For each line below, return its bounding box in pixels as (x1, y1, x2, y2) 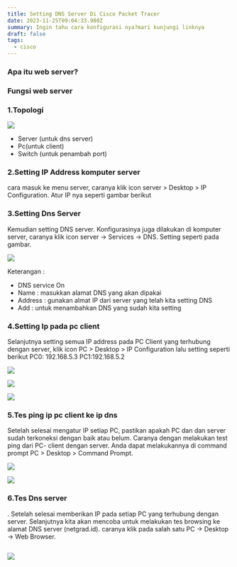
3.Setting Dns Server (7, 209, 82, 219)
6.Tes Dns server (7, 493, 67, 503)
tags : (7, 37, 23, 44)
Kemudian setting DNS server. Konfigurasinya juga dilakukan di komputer (7, 225, 221, 233)
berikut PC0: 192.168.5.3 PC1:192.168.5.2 (7, 352, 126, 361)
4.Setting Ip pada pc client (7, 321, 100, 331)
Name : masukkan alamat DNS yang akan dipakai (17, 288, 162, 297)
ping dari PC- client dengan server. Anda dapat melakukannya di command (7, 441, 227, 450)
